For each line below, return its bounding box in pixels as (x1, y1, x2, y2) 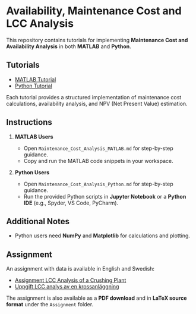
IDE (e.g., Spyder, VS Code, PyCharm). (23, 199, 119, 206)
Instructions (6, 117, 52, 127)
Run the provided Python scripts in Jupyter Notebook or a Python (23, 193, 186, 200)
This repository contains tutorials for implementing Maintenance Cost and (6, 36, 188, 43)
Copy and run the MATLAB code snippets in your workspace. (23, 157, 173, 164)
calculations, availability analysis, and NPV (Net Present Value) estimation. (6, 100, 188, 107)
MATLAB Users (14, 133, 53, 140)
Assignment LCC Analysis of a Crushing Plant (14, 277, 127, 284)
